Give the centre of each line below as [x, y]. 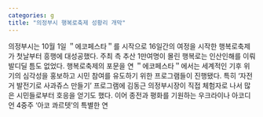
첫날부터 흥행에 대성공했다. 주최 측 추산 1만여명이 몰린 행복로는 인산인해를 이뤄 [136, 56]
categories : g [31, 15]
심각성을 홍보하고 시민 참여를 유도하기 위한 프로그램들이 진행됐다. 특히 [130, 75]
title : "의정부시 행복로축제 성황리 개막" [67, 23]
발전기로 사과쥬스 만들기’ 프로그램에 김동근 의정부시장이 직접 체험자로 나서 [130, 85]
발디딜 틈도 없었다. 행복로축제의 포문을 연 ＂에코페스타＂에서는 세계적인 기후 [125, 66]
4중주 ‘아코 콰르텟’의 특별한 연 [62, 105]
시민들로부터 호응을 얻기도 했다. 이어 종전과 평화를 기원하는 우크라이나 [123, 95]
